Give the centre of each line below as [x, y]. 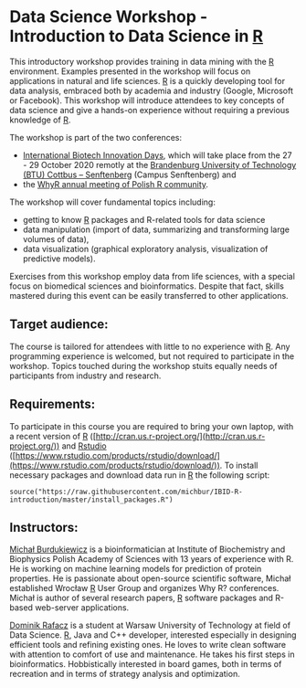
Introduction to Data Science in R [136, 36]
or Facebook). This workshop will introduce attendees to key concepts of [147, 100]
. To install [239, 465]
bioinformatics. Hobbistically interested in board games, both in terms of [146, 664]
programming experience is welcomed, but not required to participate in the [152, 356]
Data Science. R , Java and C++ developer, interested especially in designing [153, 635]
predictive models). [59, 259]
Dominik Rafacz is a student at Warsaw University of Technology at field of [150, 625]
